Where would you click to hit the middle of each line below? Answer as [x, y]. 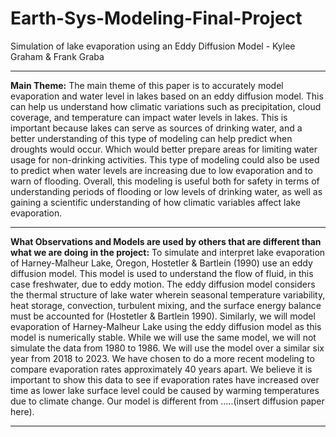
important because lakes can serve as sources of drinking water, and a [156, 128]
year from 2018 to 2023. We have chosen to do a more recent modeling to [162, 358]
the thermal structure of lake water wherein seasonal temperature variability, [168, 294]
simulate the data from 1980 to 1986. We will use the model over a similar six [167, 348]
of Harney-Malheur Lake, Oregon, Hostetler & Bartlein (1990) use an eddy [161, 263]
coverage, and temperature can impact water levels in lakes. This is [149, 117]
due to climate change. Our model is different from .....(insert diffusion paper [167, 401]
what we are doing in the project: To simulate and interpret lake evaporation [168, 252]
